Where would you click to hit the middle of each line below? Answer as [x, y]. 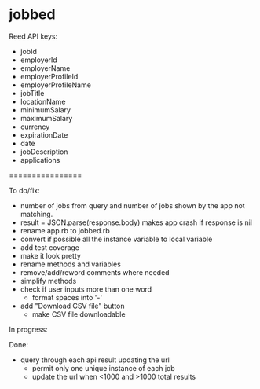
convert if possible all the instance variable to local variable [116, 239]
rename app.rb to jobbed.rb [65, 230]
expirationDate [44, 134]
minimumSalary [46, 110]
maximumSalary [46, 118]
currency [35, 127]
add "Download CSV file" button [72, 306]
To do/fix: [24, 190]
